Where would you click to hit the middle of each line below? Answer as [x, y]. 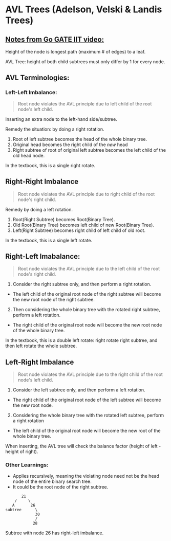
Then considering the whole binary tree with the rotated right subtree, [86, 310]
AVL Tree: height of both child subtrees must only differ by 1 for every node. [85, 62]
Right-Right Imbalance [42, 182]
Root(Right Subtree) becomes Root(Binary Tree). [64, 219]
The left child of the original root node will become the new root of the [87, 431]
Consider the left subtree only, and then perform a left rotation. [79, 390]
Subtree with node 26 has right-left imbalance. [55, 533]
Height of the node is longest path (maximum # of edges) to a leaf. [76, 52]
